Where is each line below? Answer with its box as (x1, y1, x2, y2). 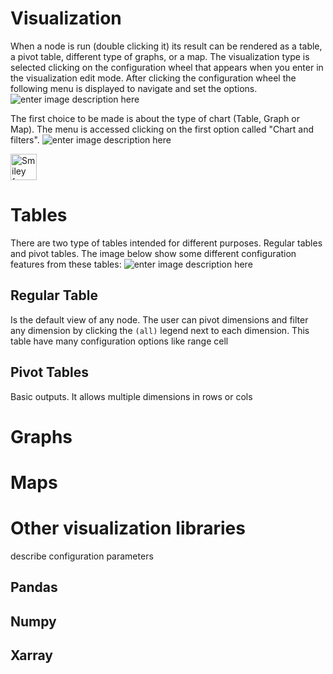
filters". (10, 133, 40, 146)
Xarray (10, 647, 53, 664)
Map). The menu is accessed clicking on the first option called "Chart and (10, 123, 315, 135)
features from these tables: (10, 258, 122, 270)
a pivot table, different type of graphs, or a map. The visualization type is (10, 50, 310, 62)
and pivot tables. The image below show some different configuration (10, 247, 297, 259)
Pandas (10, 579, 58, 596)
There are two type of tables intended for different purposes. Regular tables (10, 237, 323, 249)
